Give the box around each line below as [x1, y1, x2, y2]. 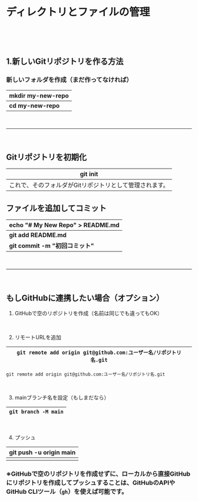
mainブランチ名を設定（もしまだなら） [14, 394, 110, 401]
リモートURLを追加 [14, 334, 62, 341]
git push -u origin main [9, 448, 76, 457]
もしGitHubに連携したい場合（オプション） [6, 293, 164, 303]
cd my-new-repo [9, 101, 60, 109]
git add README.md [9, 231, 67, 240]
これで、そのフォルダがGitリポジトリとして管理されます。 [9, 181, 169, 189]
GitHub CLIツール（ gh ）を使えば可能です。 [6, 487, 128, 496]
